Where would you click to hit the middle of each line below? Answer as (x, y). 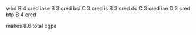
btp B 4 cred (21, 15)
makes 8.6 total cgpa (31, 26)
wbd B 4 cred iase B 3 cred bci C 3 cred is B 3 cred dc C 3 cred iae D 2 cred (98, 8)
